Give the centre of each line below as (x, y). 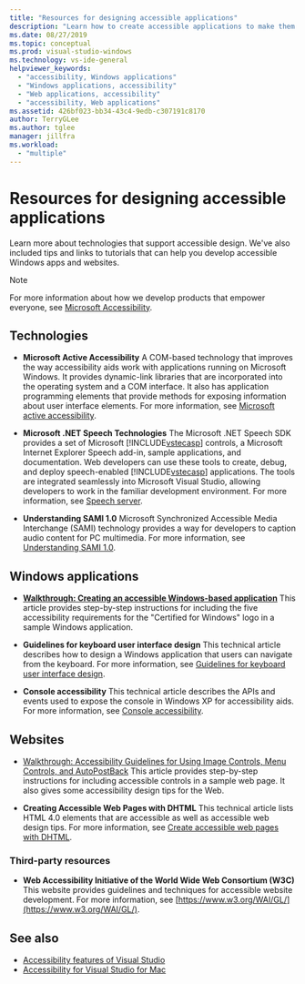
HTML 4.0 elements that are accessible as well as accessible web (146, 817)
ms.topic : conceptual (51, 43)
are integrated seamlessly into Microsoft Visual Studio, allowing (142, 482)
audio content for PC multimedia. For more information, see (134, 538)
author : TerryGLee (44, 119)
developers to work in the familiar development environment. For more (154, 492)
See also (34, 938)
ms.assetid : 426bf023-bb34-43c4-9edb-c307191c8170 (107, 111)
